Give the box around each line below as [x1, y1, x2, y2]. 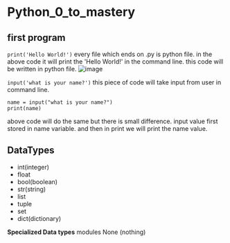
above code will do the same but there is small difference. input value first [7, 117, 218, 125]
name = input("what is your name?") [7, 99, 113, 106]
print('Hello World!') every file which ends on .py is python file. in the [7, 50, 213, 58]
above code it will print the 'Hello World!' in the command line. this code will [7, 57, 224, 66]
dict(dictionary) [17, 214, 62, 222]
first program [7, 32, 66, 44]
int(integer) [17, 163, 50, 171]
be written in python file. [7, 65, 77, 73]
